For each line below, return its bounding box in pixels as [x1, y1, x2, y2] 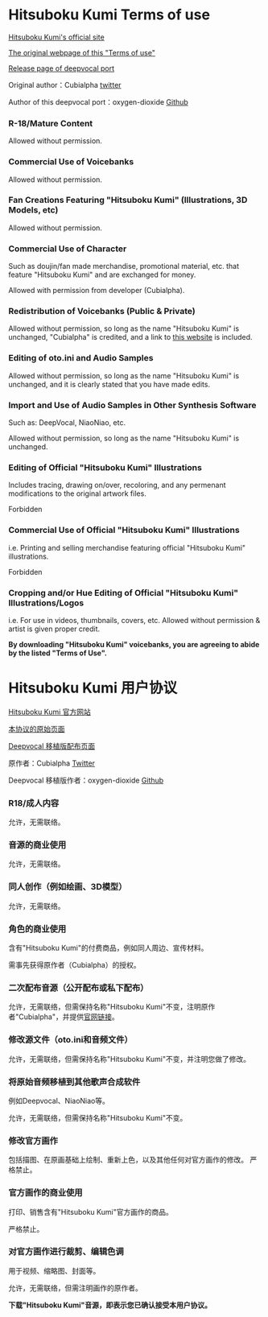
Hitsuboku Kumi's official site [8, 32, 105, 42]
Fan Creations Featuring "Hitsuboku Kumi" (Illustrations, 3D [8, 195, 248, 206]
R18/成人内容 [8, 797, 60, 808]
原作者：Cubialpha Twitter [8, 758, 95, 768]
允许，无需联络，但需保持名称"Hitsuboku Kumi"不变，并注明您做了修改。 [8, 1054, 251, 1063]
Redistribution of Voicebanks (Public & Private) [8, 306, 196, 317]
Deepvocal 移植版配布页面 [8, 741, 96, 750]
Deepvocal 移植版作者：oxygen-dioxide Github [8, 775, 164, 785]
